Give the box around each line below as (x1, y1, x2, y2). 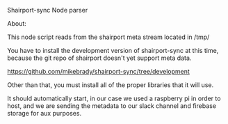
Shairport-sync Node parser (7, 6, 88, 14)
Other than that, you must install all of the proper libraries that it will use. (7, 81, 214, 89)
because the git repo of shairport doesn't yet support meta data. (7, 54, 192, 62)
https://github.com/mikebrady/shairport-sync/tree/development (7, 68, 190, 75)
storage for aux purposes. (7, 109, 82, 117)
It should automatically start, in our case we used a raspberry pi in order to (7, 94, 221, 102)
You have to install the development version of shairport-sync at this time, (7, 47, 219, 54)
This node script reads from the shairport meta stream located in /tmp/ (7, 33, 210, 41)
